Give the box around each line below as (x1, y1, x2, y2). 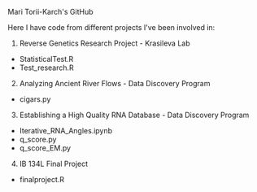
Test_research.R (19, 63, 74, 72)
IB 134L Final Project (19, 159, 89, 168)
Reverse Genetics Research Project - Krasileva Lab (19, 38, 190, 48)
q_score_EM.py (19, 143, 71, 153)
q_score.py (19, 134, 57, 144)
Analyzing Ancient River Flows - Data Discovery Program (19, 79, 211, 88)
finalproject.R (19, 175, 65, 184)
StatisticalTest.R (19, 55, 74, 63)
